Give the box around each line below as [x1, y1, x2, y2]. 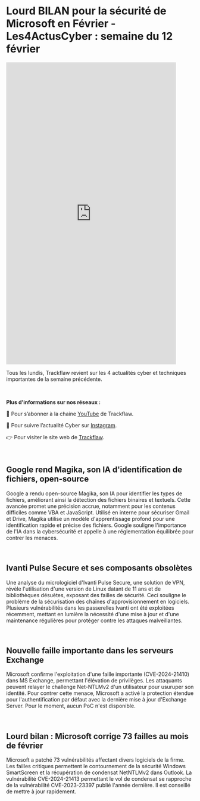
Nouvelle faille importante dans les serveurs [6, 645, 174, 656]
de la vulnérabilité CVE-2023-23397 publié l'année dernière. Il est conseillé [6, 782, 190, 789]
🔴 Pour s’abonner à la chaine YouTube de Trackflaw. [6, 410, 134, 417]
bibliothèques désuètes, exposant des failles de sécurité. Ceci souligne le [6, 591, 186, 598]
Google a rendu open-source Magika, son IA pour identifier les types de [6, 490, 183, 497]
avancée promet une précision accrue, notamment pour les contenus [6, 502, 176, 510]
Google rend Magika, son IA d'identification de [6, 465, 183, 475]
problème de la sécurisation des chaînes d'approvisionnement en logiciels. [6, 598, 189, 605]
